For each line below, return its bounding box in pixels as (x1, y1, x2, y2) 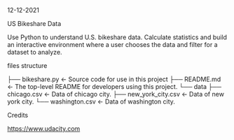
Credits (7, 111, 29, 119)
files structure (7, 62, 48, 69)
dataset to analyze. (7, 48, 62, 56)
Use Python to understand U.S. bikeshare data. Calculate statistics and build (7, 33, 228, 41)
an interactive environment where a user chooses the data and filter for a (7, 41, 219, 48)
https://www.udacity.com (7, 125, 81, 132)
